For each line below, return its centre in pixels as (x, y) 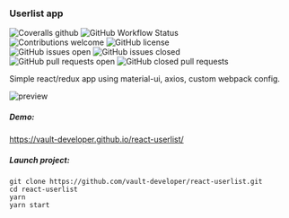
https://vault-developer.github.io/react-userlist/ (96, 140)
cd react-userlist (44, 190)
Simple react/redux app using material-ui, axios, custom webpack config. (145, 79)
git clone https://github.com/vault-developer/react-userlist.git (136, 182)
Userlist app (36, 13)
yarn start (30, 205)
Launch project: (39, 160)
